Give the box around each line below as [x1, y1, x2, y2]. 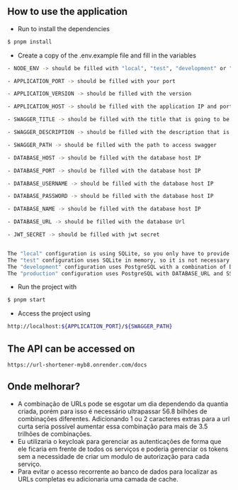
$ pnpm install [7, 38, 52, 45]
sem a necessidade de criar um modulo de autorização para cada [17, 452, 210, 460]
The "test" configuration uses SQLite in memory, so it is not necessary [7, 257, 230, 264]
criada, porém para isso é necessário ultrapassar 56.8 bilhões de [17, 407, 208, 416]
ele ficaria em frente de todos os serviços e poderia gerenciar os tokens [17, 445, 229, 453]
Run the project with [17, 283, 77, 291]
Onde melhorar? [7, 381, 81, 393]
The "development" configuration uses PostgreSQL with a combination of [7, 263, 227, 270]
